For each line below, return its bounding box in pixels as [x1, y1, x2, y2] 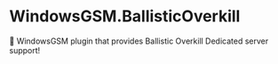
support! [9, 44, 41, 55]
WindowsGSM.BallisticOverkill [9, 6, 241, 27]
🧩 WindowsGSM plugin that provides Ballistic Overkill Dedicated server [9, 36, 269, 46]
